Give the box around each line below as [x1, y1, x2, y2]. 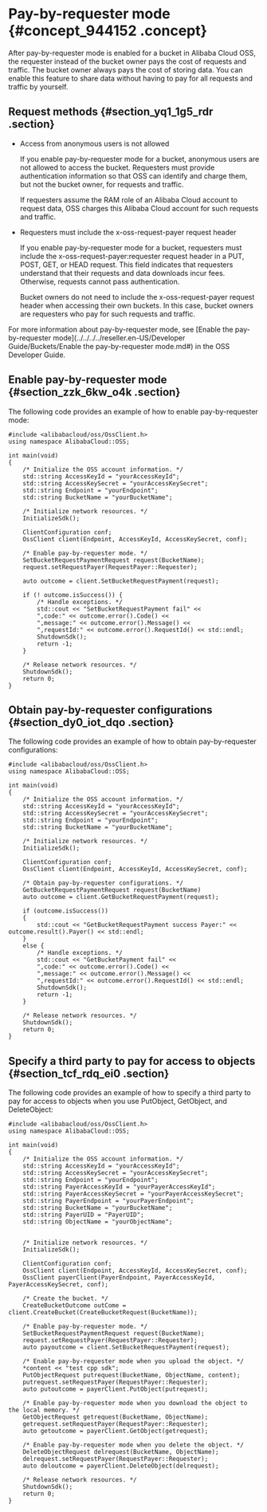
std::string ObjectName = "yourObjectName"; [22, 1218, 173, 1226]
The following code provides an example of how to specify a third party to [8, 1088, 251, 1098]
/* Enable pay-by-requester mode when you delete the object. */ [22, 1441, 245, 1449]
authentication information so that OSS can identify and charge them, [19, 171, 248, 180]
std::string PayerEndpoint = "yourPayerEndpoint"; [22, 1197, 194, 1205]
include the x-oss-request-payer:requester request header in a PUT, [19, 251, 245, 261]
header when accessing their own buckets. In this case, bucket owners [19, 300, 253, 310]
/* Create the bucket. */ [22, 1294, 109, 1303]
